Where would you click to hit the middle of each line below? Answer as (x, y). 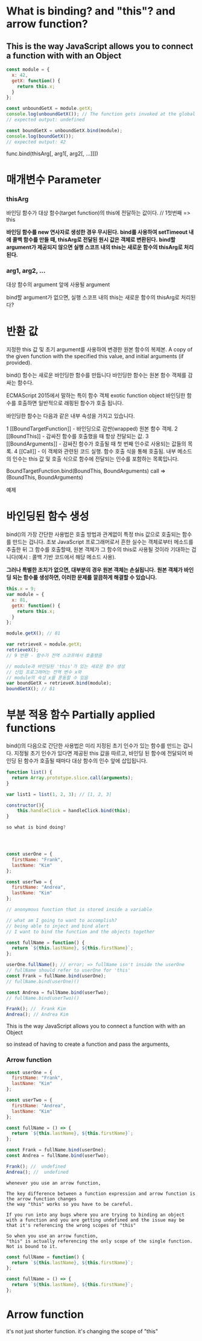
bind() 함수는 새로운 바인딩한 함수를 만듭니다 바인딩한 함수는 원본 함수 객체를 (96, 375)
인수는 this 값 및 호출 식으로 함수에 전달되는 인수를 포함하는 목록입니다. (96, 459)
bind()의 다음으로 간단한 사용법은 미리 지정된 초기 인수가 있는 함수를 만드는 (94, 746)
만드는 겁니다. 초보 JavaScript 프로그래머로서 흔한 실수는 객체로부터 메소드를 (103, 542)
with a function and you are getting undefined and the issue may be (96, 1220)
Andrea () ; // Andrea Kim (37, 1015)
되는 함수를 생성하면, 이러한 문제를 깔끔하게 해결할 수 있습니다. (85, 577)
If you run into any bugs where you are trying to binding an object (96, 1215)
